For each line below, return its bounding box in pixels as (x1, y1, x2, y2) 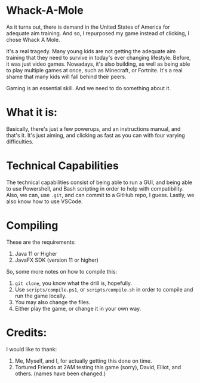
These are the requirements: (6, 238, 76, 246)
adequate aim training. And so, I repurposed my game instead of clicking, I (6, 29, 190, 36)
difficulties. (6, 138, 34, 145)
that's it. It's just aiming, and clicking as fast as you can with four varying (6, 131, 185, 139)
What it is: (6, 106, 58, 120)
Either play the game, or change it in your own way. (14, 305, 141, 312)
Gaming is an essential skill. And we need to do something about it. (6, 84, 171, 91)
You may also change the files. (14, 298, 91, 305)
